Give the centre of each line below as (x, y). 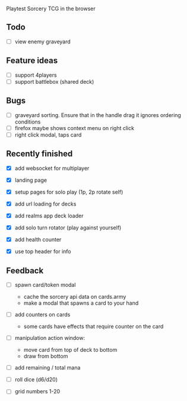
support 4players (36, 75)
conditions (28, 122)
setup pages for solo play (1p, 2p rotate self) (69, 192)
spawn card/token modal (45, 285)
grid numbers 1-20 (37, 391)
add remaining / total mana (47, 368)
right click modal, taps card (48, 135)
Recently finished (39, 154)
